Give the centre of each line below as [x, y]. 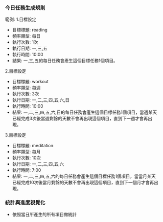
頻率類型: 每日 [26, 36]
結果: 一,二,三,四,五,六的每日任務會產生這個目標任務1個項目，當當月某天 [84, 176]
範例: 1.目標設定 [21, 19]
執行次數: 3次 [25, 94]
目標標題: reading [30, 30]
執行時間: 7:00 [26, 170]
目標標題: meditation [33, 146]
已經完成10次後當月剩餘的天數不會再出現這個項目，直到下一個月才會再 [83, 183]
